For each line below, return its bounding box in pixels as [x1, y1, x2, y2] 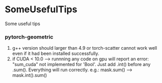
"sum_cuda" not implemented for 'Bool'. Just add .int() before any [12, 61, 151, 68]
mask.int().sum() [12, 72, 47, 78]
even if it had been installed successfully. [12, 50, 100, 57]
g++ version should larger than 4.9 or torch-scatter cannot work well [12, 45, 157, 51]
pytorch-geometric [5, 33, 54, 40]
